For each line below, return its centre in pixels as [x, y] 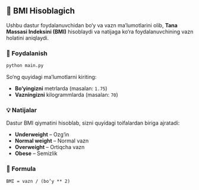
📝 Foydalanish [27, 53]
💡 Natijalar [22, 110]
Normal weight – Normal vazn [52, 141]
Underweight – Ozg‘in [42, 135]
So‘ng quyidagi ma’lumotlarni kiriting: [51, 77]
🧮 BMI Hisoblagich [41, 11]
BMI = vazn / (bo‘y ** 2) [38, 181]
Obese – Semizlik [36, 153]
